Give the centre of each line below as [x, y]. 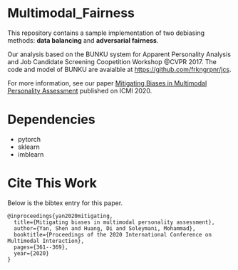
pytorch [29, 139]
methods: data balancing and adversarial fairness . [83, 40]
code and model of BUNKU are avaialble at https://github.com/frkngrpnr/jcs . [119, 69]
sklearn [29, 147]
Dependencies [51, 120]
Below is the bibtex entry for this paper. [65, 203]
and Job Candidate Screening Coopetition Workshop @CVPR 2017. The [112, 61]
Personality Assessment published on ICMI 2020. [80, 90]
